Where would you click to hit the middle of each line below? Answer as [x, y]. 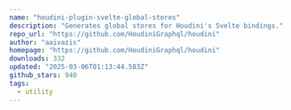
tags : [19, 83]
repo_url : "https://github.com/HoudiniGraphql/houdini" [114, 34]
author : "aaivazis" [45, 42]
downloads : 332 [37, 59]
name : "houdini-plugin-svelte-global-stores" [94, 17]
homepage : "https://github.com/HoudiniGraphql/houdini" [114, 51]
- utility [35, 91]
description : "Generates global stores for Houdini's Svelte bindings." [146, 26]
